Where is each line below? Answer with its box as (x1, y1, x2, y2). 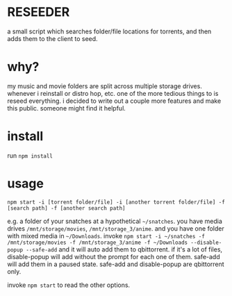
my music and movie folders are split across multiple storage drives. (7, 81, 203, 90)
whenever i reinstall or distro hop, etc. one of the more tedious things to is (7, 89, 219, 97)
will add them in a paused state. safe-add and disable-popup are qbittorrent (7, 260, 224, 268)
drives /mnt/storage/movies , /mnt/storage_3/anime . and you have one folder (7, 224, 224, 233)
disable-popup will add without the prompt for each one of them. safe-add (7, 252, 220, 261)
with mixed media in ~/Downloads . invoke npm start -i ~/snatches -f (7, 231, 205, 240)
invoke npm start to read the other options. (7, 281, 131, 289)
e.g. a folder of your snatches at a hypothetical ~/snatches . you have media (7, 217, 222, 225)
